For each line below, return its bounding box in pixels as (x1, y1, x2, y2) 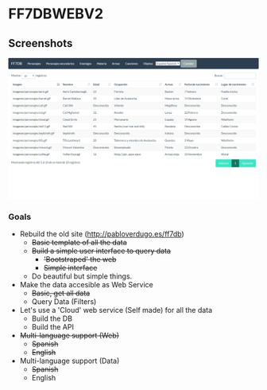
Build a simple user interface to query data (31, 246, 171, 255)
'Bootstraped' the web (43, 255, 117, 264)
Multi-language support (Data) (19, 356, 120, 366)
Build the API (31, 322, 74, 332)
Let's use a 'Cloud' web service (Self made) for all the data (19, 306, 213, 315)
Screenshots (8, 37, 73, 50)
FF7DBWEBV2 (8, 5, 104, 23)
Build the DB (31, 314, 73, 323)
